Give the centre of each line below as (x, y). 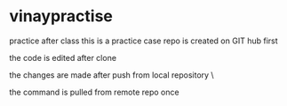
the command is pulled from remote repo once (94, 92)
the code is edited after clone (63, 57)
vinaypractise (61, 16)
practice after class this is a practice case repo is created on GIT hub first (143, 41)
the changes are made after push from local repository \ (112, 75)
